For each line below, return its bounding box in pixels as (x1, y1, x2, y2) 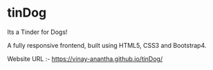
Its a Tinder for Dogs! (7, 28, 68, 36)
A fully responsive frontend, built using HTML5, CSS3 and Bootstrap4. (7, 41, 207, 49)
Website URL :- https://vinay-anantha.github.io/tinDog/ (7, 54, 163, 63)
